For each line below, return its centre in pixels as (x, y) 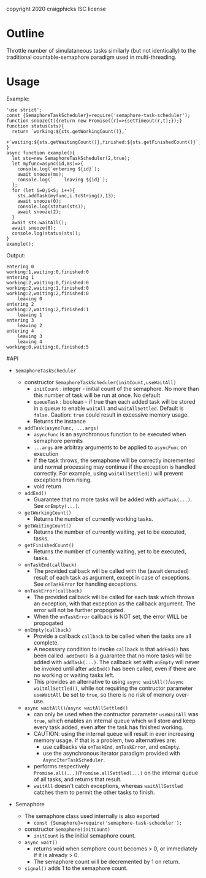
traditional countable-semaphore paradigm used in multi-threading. (91, 57)
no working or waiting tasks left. (74, 675)
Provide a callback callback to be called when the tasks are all (112, 636)
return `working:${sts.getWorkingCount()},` (70, 131)
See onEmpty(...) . (56, 505)
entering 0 (20, 267)
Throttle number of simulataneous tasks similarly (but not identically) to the (101, 50)
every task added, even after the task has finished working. (109, 727)
